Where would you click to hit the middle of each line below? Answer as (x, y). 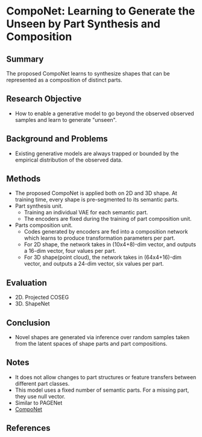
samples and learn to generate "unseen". (66, 120)
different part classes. (42, 383)
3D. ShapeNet (32, 304)
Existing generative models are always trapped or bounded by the (97, 153)
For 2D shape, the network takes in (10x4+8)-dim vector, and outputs (110, 244)
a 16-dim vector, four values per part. (70, 251)
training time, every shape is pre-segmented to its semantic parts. (97, 200)
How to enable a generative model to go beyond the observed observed (104, 113)
